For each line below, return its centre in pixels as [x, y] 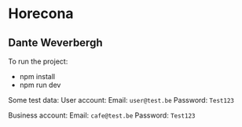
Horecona [41, 14]
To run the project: [38, 61]
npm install [37, 76]
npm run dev [40, 85]
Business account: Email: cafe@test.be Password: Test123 [102, 115]
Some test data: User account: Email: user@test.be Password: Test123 [121, 100]
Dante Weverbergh [56, 43]
